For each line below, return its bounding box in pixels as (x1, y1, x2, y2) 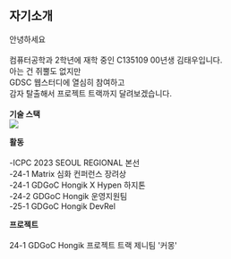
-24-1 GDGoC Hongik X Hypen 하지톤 (9, 180, 146, 190)
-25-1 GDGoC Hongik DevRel (9, 200, 116, 212)
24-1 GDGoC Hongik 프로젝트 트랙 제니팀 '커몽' (9, 239, 177, 250)
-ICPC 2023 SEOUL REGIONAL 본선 (9, 157, 141, 168)
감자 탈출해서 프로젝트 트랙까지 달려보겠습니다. (9, 88, 173, 98)
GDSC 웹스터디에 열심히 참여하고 (9, 77, 125, 88)
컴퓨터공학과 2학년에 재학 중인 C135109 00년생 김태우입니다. (9, 54, 223, 65)
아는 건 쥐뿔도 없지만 (9, 65, 81, 76)
